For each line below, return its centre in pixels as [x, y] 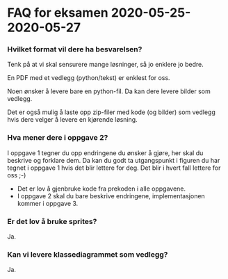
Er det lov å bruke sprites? [52, 221]
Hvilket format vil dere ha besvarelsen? [75, 49]
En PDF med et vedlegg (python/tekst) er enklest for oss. [89, 78]
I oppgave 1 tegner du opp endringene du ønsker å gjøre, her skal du [105, 153]
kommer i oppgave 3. [48, 203]
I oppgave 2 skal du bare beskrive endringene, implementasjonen [111, 196]
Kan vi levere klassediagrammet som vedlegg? [88, 254]
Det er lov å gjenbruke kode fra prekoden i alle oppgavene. [101, 189]
